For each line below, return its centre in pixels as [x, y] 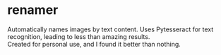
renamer [33, 10]
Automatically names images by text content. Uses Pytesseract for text [110, 29]
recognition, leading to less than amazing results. [79, 36]
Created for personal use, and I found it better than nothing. [94, 44]
